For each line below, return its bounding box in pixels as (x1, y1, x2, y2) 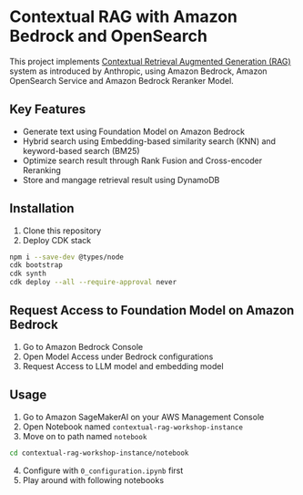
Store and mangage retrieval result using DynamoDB (22, 174, 220, 185)
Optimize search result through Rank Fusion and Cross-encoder (22, 155, 262, 166)
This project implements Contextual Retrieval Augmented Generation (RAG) (9, 56, 291, 67)
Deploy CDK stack (22, 234, 92, 245)
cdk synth (9, 269, 47, 279)
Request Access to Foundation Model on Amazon (9, 303, 295, 318)
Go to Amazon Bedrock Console (22, 341, 144, 352)
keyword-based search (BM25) (22, 145, 140, 156)
